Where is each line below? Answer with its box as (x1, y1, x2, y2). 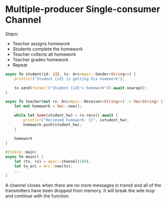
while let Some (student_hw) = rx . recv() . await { (14, 113, 118, 118)
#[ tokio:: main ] (5, 150, 37, 155)
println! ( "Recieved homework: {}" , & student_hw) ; (23, 118, 129, 123)
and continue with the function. (5, 192, 70, 199)
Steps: (5, 31, 19, 37)
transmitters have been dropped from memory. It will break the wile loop (5, 187, 155, 193)
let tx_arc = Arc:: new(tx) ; (14, 164, 73, 169)
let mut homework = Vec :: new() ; (14, 104, 82, 109)
